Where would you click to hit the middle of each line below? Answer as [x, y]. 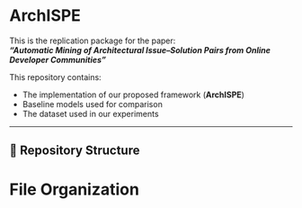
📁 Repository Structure [75, 151]
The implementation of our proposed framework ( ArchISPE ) [133, 95]
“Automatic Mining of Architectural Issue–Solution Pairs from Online [140, 50]
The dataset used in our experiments [90, 113]
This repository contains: [55, 77]
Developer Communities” [58, 59]
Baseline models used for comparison [93, 104]
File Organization [74, 189]
